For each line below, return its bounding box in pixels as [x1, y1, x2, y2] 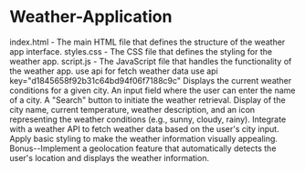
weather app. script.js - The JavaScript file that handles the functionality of [9, 56, 292, 66]
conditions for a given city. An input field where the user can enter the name [9, 85, 296, 96]
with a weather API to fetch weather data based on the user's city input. [9, 123, 280, 134]
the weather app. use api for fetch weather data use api [9, 66, 219, 76]
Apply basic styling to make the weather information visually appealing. [9, 133, 279, 144]
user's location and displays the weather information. [9, 152, 210, 163]
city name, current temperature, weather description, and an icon [9, 104, 256, 115]
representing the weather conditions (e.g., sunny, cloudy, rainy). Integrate [9, 114, 287, 125]
